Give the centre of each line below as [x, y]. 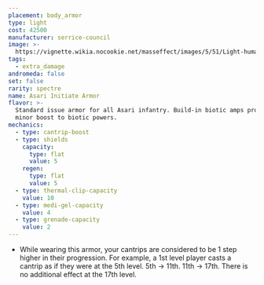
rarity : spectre [35, 88]
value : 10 [38, 198]
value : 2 [37, 227]
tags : [17, 60]
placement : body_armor [45, 15]
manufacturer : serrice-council [59, 37]
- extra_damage [40, 67]
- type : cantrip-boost [52, 132]
